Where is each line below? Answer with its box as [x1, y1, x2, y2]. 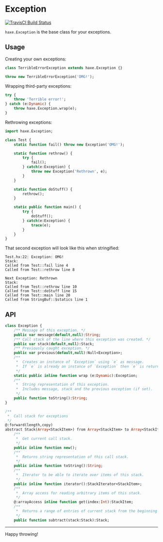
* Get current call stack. [16, 436, 73, 441]
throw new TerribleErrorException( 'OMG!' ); [5, 74, 95, 79]
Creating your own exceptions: [5, 56, 66, 62]
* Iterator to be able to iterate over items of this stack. [16, 472, 145, 478]
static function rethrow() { [14, 151, 73, 156]
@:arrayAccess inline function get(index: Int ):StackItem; [14, 500, 133, 505]
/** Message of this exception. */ [14, 328, 86, 333]
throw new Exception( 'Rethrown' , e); [31, 169, 108, 174]
